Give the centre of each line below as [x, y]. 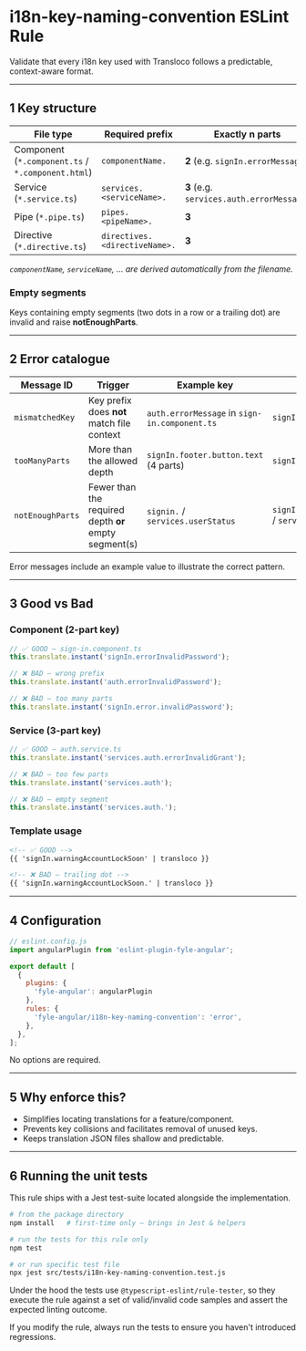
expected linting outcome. [58, 1310]
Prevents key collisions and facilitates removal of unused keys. [140, 1129]
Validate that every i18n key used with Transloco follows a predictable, [141, 61]
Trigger [113, 385]
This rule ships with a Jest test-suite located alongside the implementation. [150, 1198]
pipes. [116, 212]
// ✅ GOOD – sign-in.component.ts [76, 649]
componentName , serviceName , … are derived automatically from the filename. [151, 269]
